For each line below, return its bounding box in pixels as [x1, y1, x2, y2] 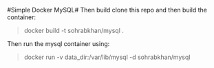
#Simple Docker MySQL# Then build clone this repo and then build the [7, 6, 208, 14]
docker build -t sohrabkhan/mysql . [23, 27, 124, 34]
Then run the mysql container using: [7, 40, 110, 47]
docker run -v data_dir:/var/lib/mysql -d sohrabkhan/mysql [23, 53, 191, 61]
